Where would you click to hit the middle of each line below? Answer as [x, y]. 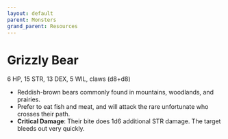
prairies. [29, 99]
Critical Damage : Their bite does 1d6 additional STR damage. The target [119, 121]
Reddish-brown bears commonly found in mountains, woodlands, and [115, 92]
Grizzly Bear [43, 60]
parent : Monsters [32, 20]
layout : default [30, 13]
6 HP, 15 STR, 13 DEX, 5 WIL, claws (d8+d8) [69, 79]
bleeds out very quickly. [51, 129]
